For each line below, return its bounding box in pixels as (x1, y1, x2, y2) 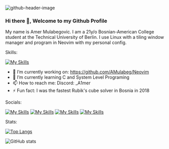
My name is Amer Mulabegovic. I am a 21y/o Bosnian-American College (5, 29, 154, 35)
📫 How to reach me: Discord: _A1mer (12, 80, 91, 86)
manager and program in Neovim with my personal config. (5, 39, 127, 45)
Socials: (5, 99, 22, 106)
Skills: (5, 49, 18, 56)
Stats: (5, 119, 18, 125)
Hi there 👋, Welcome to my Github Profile (5, 17, 108, 24)
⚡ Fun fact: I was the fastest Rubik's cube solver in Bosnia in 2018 (12, 87, 150, 93)
